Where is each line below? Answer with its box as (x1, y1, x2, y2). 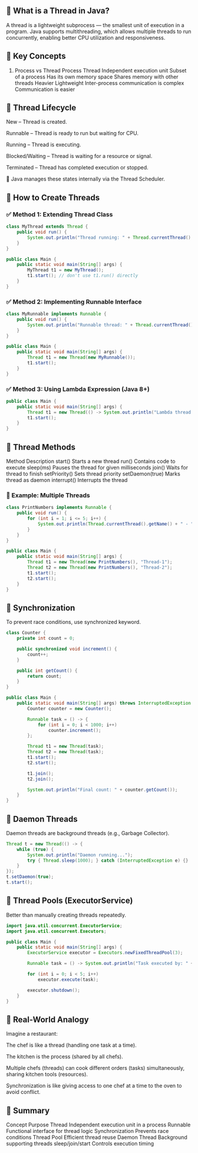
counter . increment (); (48, 727, 101, 733)
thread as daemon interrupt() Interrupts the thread (6, 477, 128, 484)
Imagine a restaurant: (6, 1030, 58, 1037)
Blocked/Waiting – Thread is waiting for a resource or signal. (6, 153, 153, 160)
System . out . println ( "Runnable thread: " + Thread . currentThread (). (27, 322, 196, 328)
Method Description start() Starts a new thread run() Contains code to (6, 458, 176, 465)
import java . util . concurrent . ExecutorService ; (6, 922, 123, 929)
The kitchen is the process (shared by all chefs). (6, 1053, 124, 1060)
